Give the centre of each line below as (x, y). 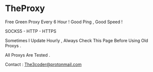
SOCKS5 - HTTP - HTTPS (31, 31)
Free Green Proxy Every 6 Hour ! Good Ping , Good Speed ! (64, 22)
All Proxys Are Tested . (28, 55)
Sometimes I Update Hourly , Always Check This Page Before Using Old (77, 40)
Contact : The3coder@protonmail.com (43, 64)
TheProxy (25, 8)
